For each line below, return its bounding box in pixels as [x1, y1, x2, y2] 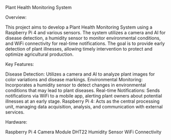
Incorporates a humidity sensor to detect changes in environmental [5, 82, 146, 88]
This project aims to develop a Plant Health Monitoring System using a [5, 24, 153, 30]
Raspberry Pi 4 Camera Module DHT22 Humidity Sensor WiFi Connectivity [5, 129, 162, 135]
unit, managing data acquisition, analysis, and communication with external [5, 104, 163, 109]
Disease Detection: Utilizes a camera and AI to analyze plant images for [5, 71, 155, 77]
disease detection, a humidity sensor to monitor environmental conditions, [5, 35, 161, 41]
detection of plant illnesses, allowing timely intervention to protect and [5, 46, 153, 52]
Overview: [5, 14, 27, 20]
